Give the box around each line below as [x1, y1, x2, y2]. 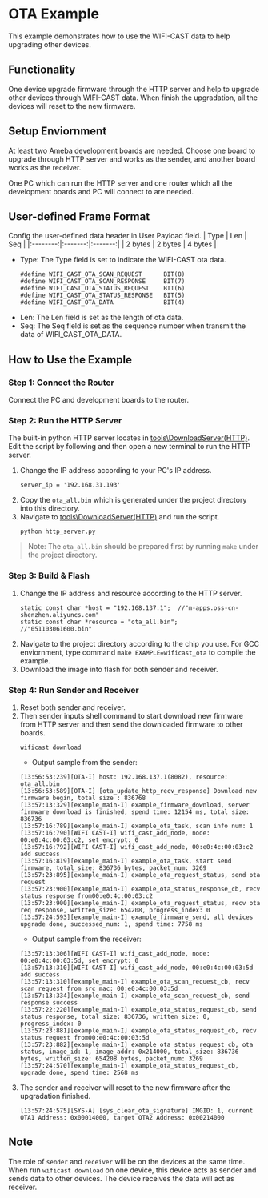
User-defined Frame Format [8, 210, 150, 223]
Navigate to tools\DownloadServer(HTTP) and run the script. [19, 512, 220, 522]
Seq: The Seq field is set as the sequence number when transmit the [19, 321, 246, 331]
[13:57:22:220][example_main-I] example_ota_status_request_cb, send [19, 1005, 258, 1013]
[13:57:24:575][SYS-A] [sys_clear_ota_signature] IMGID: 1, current [19, 1106, 254, 1115]
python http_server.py [19, 527, 96, 536]
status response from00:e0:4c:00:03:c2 [19, 891, 154, 900]
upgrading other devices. [8, 39, 92, 49]
